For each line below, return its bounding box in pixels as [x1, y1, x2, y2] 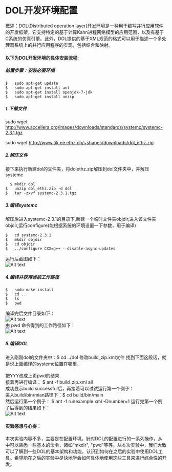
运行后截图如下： [5, 256, 41, 262]
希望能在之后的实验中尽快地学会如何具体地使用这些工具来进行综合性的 [14, 455, 162, 461]
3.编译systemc [5, 202, 37, 209]
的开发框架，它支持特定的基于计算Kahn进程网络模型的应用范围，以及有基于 [5, 29, 164, 35]
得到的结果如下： [14, 405, 50, 411]
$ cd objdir [5, 242, 36, 247]
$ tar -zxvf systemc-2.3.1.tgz [5, 191, 77, 196]
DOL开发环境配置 [5, 5, 78, 16]
